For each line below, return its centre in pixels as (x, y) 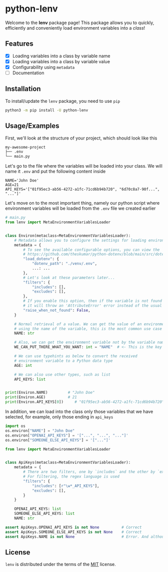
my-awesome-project (25, 147)
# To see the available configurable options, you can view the (91, 250)
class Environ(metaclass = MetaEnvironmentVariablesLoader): (68, 236)
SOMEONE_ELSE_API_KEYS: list (44, 514)
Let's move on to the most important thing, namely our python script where (82, 203)
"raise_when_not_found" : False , (57, 310)
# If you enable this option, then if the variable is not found (93, 301)
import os (15, 426)
